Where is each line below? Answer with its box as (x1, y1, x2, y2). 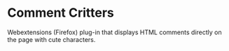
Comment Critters (7, 5, 114, 21)
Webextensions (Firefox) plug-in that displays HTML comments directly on (7, 28, 222, 36)
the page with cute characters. (7, 35, 96, 43)
